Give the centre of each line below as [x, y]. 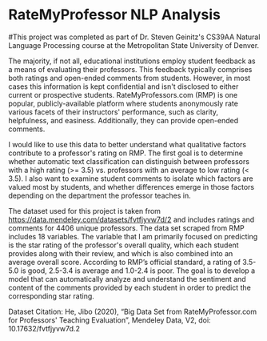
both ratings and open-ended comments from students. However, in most [130, 78]
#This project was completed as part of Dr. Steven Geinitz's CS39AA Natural [134, 37]
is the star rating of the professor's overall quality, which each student [124, 245]
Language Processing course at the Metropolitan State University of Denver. [134, 45]
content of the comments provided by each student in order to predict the [130, 287]
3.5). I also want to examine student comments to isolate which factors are [131, 179]
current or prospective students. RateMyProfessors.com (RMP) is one [123, 94]
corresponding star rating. [51, 296]
